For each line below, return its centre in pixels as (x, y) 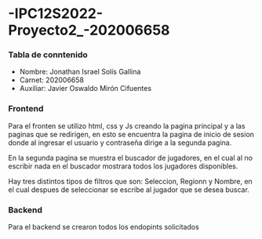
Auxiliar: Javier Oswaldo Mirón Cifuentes (85, 89)
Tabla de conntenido (48, 55)
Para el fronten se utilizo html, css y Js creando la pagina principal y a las (127, 125)
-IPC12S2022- (56, 14)
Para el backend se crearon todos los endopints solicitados (104, 227)
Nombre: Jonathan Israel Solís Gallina (80, 72)
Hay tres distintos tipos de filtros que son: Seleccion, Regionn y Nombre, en (130, 181)
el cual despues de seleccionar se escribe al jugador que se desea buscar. (129, 190)
